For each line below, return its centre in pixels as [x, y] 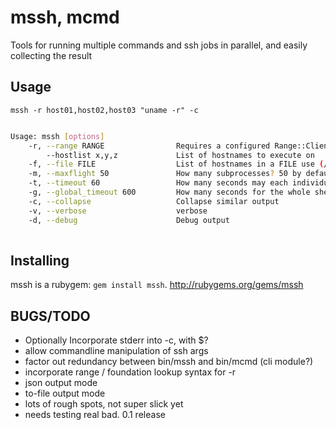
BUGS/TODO [50, 316]
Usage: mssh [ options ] [57, 136]
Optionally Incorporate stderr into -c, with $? [116, 340]
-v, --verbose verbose [118, 211]
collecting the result [51, 55]
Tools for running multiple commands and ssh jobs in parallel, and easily [159, 45]
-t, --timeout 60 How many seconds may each [158, 183]
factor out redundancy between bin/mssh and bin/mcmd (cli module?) [169, 361]
